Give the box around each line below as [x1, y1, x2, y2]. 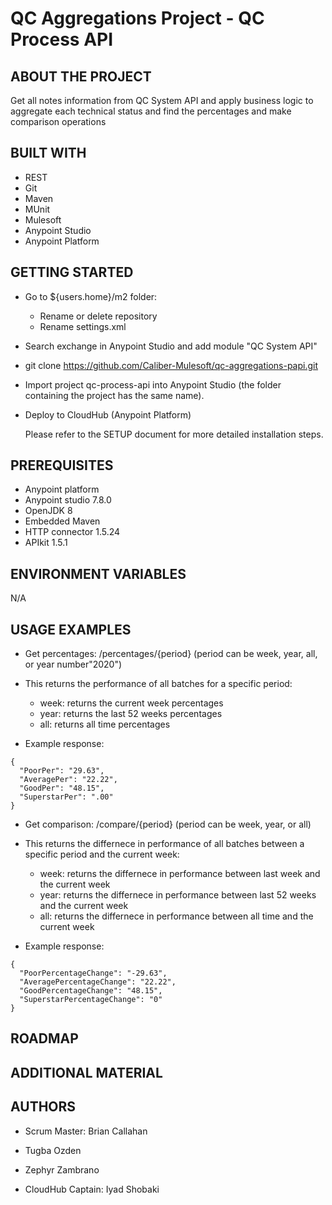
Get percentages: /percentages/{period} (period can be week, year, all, [24, 648, 318, 660]
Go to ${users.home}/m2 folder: [24, 290, 158, 302]
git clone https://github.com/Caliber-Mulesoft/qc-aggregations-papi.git [24, 359, 319, 371]
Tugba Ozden [24, 1144, 82, 1156]
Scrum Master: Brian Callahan [24, 1125, 148, 1137]
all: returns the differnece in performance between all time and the [39, 910, 314, 922]
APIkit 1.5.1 [24, 537, 68, 549]
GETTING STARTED [10, 264, 134, 281]
